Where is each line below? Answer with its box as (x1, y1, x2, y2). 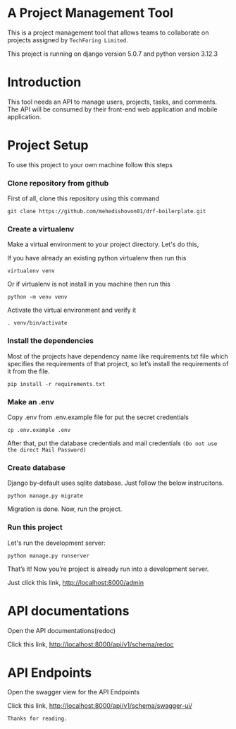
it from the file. (7, 367, 50, 375)
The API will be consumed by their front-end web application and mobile (7, 104, 218, 114)
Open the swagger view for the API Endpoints (7, 688, 139, 697)
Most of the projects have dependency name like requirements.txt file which (7, 351, 229, 361)
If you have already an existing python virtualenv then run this (7, 254, 187, 263)
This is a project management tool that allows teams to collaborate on (7, 28, 209, 37)
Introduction (7, 74, 82, 90)
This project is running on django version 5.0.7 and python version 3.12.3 (7, 49, 218, 58)
